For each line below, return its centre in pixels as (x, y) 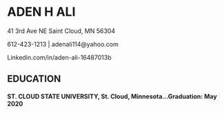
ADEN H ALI (41, 12)
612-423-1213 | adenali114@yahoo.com (63, 44)
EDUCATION (34, 79)
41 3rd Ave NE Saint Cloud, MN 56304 (61, 31)
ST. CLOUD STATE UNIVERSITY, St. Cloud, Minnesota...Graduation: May (112, 96)
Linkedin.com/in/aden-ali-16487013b (59, 57)
